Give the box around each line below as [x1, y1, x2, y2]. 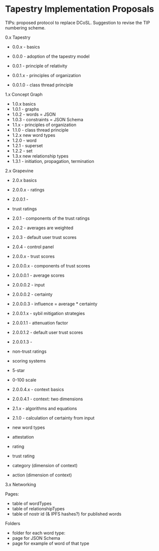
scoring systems [12, 358, 46, 364]
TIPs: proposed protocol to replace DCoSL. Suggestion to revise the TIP [5, 20, 150, 26]
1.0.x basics [12, 101, 36, 106]
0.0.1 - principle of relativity [12, 63, 68, 69]
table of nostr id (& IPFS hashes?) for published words [12, 511, 122, 517]
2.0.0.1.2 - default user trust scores [12, 329, 83, 335]
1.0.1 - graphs [12, 106, 39, 112]
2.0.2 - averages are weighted [12, 225, 74, 231]
